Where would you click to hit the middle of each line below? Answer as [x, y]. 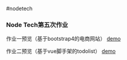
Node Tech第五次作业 [37, 25]
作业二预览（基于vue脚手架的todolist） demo [61, 51]
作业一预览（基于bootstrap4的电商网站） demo [63, 39]
